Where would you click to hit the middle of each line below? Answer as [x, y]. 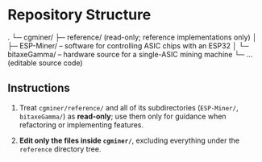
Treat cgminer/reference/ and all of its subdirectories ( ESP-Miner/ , [129, 107]
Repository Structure [79, 15]
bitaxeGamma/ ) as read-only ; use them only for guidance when [123, 116]
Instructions [39, 88]
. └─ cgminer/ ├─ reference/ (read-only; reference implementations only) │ [132, 37]
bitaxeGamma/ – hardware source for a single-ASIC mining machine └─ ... [130, 54]
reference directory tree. [60, 149]
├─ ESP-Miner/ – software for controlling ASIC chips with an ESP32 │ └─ [128, 45]
